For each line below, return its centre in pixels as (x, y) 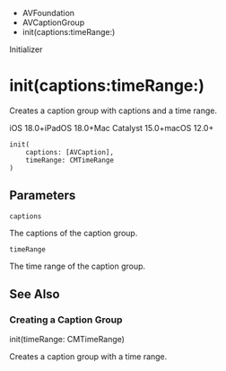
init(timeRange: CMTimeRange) (67, 340)
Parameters (43, 195)
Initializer (26, 49)
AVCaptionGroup (53, 22)
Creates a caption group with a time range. (88, 357)
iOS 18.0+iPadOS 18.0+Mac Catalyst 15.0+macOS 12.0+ (112, 128)
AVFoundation (48, 13)
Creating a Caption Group (66, 320)
